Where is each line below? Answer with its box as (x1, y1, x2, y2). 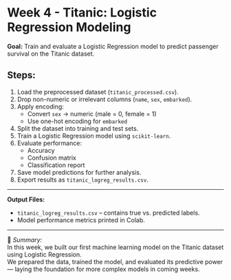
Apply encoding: (16, 102, 64, 111)
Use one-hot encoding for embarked (27, 117, 128, 125)
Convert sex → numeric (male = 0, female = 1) (27, 109, 157, 118)
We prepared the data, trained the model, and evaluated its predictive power (7, 257, 223, 266)
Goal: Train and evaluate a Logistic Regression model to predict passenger (7, 42, 219, 50)
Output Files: (7, 195, 45, 204)
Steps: (7, 69, 36, 81)
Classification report (27, 160, 85, 169)
